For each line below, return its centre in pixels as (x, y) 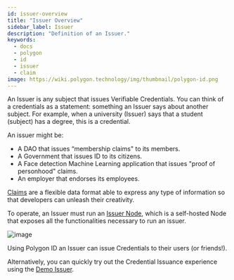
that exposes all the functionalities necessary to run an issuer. (97, 221)
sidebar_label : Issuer (40, 27)
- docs (23, 46)
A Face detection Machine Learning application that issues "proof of (116, 164)
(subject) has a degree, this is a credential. (69, 122)
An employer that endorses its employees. (78, 179)
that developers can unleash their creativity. (71, 200)
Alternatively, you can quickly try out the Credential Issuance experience (112, 262)
